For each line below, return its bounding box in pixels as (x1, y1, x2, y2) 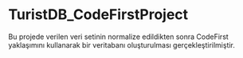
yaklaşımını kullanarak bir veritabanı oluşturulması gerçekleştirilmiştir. (8, 40, 235, 49)
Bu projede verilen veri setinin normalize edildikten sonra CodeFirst (8, 32, 229, 41)
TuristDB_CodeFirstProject (8, 6, 189, 24)
